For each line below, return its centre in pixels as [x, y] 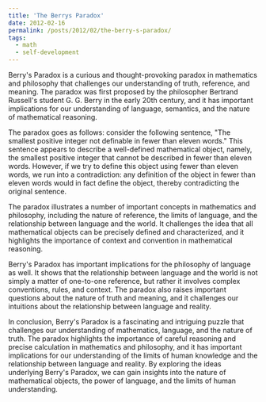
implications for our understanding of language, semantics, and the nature [129, 109]
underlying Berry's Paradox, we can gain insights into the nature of [117, 372]
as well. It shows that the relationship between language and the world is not [133, 273]
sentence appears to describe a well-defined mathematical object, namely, [130, 149]
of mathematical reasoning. [53, 117]
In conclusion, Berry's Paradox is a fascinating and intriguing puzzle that [126, 322]
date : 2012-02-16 [37, 23]
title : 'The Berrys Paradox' [56, 15]
